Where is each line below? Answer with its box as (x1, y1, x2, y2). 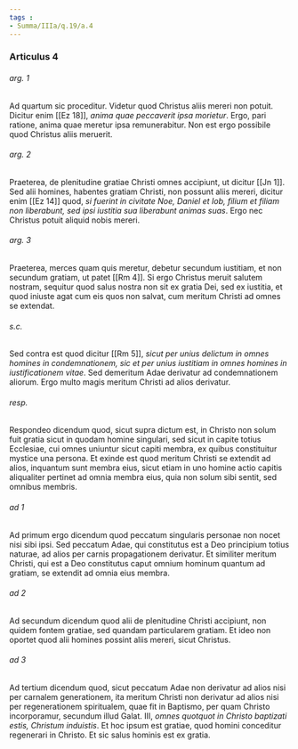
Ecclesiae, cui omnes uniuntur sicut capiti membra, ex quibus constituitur (9, 444, 278, 454)
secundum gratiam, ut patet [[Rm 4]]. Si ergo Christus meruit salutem (9, 273, 263, 283)
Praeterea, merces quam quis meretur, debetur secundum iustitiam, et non (9, 263, 282, 273)
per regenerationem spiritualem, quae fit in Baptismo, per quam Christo (9, 701, 270, 712)
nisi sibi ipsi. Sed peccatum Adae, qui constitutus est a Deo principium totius (9, 539, 290, 550)
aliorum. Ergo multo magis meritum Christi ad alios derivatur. (9, 377, 231, 387)
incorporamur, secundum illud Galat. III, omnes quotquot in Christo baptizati (9, 711, 287, 721)
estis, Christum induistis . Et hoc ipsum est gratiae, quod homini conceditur (9, 721, 282, 731)
